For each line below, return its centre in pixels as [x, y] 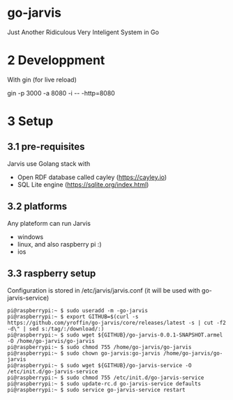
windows [30, 237]
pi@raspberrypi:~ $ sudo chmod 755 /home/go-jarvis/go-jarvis [99, 347]
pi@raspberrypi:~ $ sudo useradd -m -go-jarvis [78, 310]
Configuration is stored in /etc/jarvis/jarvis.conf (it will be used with [104, 290]
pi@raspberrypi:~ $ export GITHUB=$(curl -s [73, 316]
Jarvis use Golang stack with [49, 163]
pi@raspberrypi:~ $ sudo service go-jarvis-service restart [97, 390]
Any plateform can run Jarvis [49, 223]
